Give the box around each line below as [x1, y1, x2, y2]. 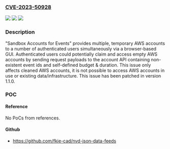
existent [5, 62, 22, 68]
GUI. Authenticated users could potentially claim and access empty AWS [5, 51, 158, 57]
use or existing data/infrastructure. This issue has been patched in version [5, 72, 161, 79]
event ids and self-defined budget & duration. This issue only [22, 62, 151, 68]
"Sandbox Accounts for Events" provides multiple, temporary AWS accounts [5, 40, 165, 46]
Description [5, 29, 35, 36]
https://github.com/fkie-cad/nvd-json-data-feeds [12, 138, 117, 144]
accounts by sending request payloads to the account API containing [5, 56, 150, 62]
